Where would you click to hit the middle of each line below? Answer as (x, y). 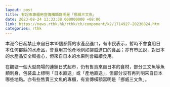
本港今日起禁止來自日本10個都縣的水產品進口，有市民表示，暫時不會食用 (81, 44)
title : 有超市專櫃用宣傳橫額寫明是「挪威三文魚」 (51, 15)
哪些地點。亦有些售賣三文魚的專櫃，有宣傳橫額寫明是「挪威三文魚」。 (77, 79)
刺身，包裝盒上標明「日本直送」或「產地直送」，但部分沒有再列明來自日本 (86, 73)
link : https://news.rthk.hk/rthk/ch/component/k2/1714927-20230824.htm (82, 24)
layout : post (19, 10)
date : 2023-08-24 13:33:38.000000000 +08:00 (53, 19)
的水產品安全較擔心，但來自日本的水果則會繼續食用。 (61, 56)
